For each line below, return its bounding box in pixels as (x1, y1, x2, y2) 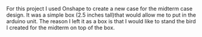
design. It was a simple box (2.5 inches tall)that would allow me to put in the (6, 11, 197, 18)
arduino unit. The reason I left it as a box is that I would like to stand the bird (6, 18, 197, 24)
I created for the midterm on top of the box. (6, 24, 115, 31)
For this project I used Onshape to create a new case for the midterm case (6, 5, 193, 12)
